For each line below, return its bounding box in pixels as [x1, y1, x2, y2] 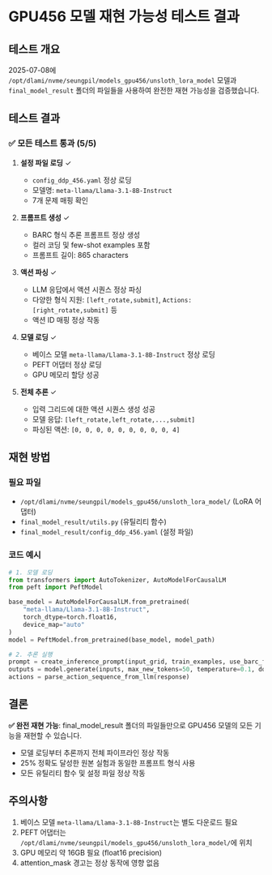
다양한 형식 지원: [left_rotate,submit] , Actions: [32, 294, 193, 304]
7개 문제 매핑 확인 [32, 195, 89, 205]
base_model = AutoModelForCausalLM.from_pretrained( [8, 598, 190, 607]
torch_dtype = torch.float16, [23, 613, 117, 621]
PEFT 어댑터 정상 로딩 [32, 359, 103, 369]
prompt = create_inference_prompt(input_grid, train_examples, [8, 658, 227, 666]
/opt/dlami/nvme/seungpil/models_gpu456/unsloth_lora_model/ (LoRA [19, 496, 253, 507]
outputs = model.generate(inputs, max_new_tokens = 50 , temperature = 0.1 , [8, 666, 255, 674]
